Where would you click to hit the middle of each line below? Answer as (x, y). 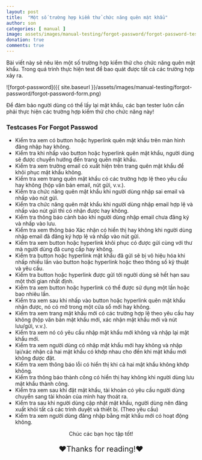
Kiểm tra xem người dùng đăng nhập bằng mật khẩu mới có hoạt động (102, 416)
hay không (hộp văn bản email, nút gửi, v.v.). (70, 185)
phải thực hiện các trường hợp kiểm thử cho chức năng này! (80, 112)
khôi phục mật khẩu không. (49, 172)
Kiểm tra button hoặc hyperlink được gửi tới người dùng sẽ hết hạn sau (102, 275)
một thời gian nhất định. (44, 282)
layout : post (23, 12)
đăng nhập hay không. (43, 147)
